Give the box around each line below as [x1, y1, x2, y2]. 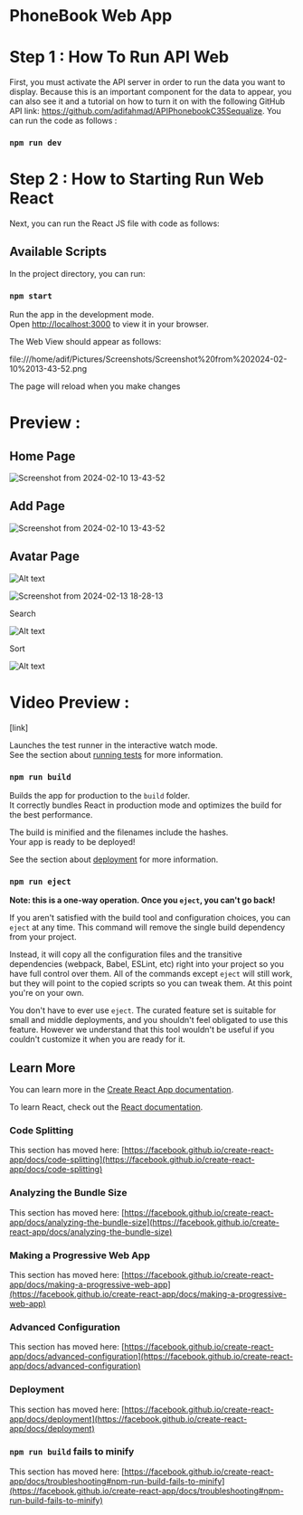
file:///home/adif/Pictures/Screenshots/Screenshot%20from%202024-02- [9, 354, 288, 365]
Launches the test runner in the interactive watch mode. [9, 739, 219, 751]
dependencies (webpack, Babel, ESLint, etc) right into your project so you [9, 959, 285, 970]
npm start [9, 290, 52, 301]
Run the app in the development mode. [9, 309, 155, 320]
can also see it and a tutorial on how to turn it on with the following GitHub [9, 96, 286, 107]
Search [9, 608, 36, 619]
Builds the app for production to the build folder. [9, 790, 191, 800]
